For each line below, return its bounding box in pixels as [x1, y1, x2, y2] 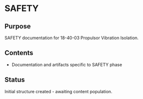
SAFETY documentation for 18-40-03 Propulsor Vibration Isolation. [4, 35, 139, 41]
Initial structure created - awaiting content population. [4, 88, 112, 94]
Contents [4, 49, 34, 57]
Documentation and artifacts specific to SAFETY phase [11, 61, 123, 68]
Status [4, 76, 25, 84]
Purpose [4, 22, 31, 30]
